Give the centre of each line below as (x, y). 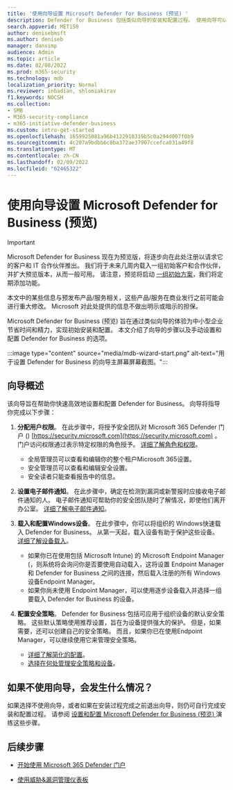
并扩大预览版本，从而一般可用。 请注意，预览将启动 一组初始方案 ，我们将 (112, 274)
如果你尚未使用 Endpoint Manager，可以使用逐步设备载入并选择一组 (124, 591)
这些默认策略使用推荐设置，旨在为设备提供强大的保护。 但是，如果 (126, 623)
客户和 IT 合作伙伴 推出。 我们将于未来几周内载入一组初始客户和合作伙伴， (119, 265)
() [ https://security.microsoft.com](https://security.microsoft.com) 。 (123, 436)
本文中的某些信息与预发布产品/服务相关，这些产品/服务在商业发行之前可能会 (116, 297)
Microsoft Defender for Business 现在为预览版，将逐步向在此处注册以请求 (112, 256)
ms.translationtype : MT (42, 149)
